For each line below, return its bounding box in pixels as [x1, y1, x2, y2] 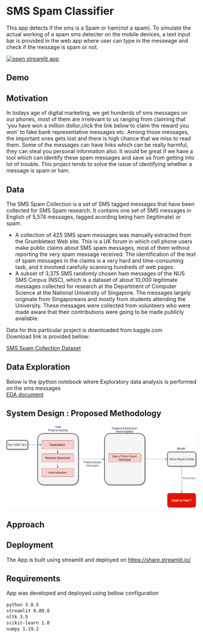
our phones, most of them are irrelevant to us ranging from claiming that [6, 116, 186, 123]
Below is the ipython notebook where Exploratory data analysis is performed [6, 378, 197, 385]
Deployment [6, 540, 54, 550]
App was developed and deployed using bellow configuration [6, 590, 159, 597]
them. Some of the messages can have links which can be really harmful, [6, 141, 188, 148]
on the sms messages [6, 384, 61, 392]
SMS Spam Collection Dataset [6, 344, 82, 351]
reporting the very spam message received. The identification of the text [14, 250, 196, 258]
